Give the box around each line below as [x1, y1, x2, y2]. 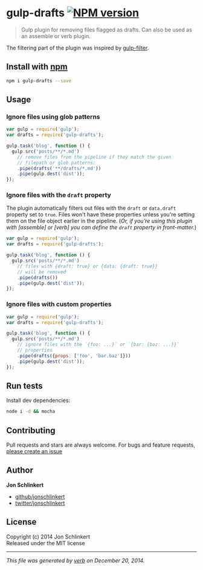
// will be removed [17, 269, 66, 275]
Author [6, 465, 33, 476]
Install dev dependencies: [6, 397, 71, 404]
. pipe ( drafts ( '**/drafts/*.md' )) [17, 165, 101, 172]
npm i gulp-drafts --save [6, 77, 71, 84]
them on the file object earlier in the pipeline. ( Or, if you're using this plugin [6, 218, 193, 225]
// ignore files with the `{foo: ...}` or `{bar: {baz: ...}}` [17, 342, 180, 348]
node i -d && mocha [6, 409, 56, 415]
